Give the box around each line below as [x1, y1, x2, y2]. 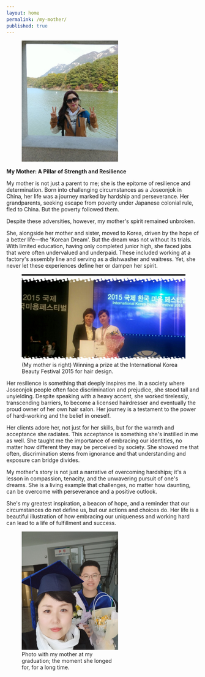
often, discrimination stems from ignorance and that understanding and [6, 450, 187, 457]
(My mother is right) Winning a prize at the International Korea [21, 361, 178, 368]
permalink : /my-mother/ [6, 16, 67, 23]
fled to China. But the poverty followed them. [6, 205, 119, 213]
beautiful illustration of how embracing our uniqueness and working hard [6, 512, 190, 520]
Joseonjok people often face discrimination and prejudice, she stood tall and [6, 386, 199, 393]
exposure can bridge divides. [6, 456, 80, 464]
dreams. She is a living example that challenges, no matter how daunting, [6, 481, 191, 488]
